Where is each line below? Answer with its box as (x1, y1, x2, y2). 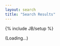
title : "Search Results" (5, 12, 56, 17)
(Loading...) (5, 35, 28, 41)
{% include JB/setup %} (5, 25, 54, 31)
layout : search (5, 7, 36, 12)
